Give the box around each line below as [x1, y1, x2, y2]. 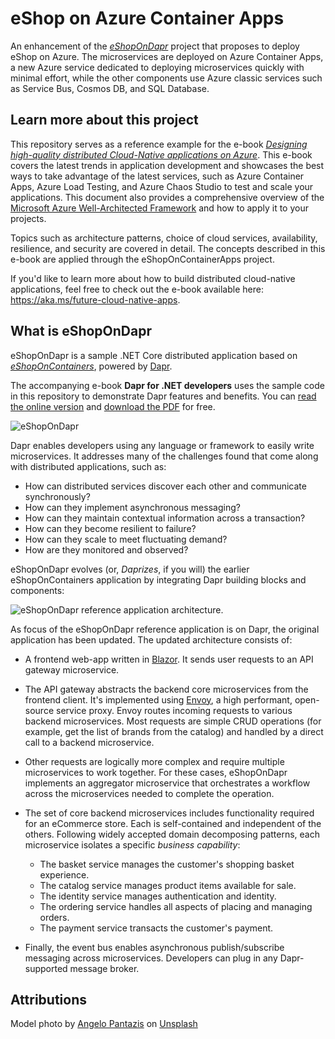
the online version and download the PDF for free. [10, 400, 216, 412]
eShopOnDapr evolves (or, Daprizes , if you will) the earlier [10, 563, 250, 575]
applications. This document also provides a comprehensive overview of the [10, 191, 325, 203]
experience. [39, 868, 90, 881]
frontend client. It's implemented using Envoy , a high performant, [24, 693, 293, 706]
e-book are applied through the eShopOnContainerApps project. [10, 253, 275, 265]
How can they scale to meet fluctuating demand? [24, 533, 228, 545]
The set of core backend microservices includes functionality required [24, 807, 315, 819]
